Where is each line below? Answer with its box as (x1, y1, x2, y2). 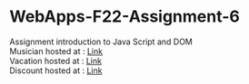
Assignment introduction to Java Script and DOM (9, 36, 193, 47)
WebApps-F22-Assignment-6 (9, 6, 241, 27)
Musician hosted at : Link (9, 45, 103, 56)
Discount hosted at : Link (9, 65, 103, 76)
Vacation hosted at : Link (9, 55, 103, 66)
